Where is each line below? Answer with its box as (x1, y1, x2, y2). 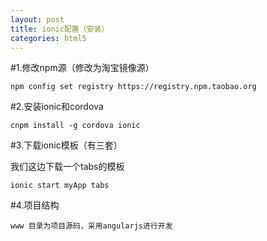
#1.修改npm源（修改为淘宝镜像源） (10, 62, 155, 74)
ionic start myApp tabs (10, 181, 110, 191)
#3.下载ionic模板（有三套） (10, 139, 123, 151)
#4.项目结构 (10, 199, 60, 211)
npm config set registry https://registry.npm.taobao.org (10, 82, 257, 92)
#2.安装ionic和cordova (10, 101, 104, 113)
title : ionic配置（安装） (10, 24, 110, 34)
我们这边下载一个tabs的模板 (10, 161, 125, 173)
